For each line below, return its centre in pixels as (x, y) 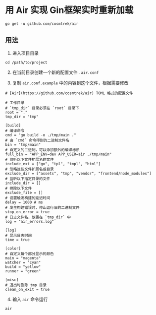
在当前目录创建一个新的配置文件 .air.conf (55, 72)
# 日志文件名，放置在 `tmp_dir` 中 (38, 217)
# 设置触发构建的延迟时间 (28, 198)
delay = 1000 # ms (24, 202)
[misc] (12, 280)
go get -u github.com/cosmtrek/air (42, 24)
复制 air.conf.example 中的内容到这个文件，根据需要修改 (70, 83)
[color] (13, 249)
